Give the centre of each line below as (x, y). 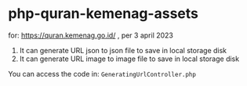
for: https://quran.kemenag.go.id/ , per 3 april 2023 (91, 35)
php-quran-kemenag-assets (103, 14)
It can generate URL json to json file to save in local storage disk (123, 50)
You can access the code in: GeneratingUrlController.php (102, 73)
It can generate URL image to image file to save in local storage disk (129, 59)
